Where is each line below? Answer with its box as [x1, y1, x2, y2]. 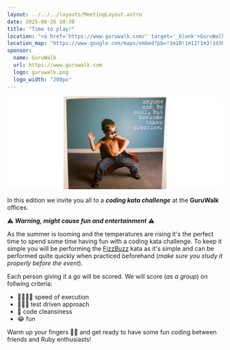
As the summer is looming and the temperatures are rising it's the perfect [7, 230, 214, 238]
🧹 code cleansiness [16, 308, 73, 316]
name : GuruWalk [13, 55, 57, 62]
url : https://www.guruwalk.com [13, 62, 103, 68]
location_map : [7, 40, 48, 47]
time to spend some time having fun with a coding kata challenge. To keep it [7, 237, 222, 246]
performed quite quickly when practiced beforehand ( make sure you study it [7, 252, 223, 260]
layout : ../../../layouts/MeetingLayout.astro [7, 11, 142, 18]
